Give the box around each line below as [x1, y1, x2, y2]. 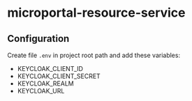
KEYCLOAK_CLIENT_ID [17, 65, 84, 72]
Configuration [7, 33, 70, 45]
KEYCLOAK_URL [17, 87, 65, 95]
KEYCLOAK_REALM [17, 79, 75, 88]
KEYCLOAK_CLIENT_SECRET [17, 72, 101, 80]
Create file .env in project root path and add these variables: [7, 51, 180, 59]
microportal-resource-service [7, 5, 186, 21]
